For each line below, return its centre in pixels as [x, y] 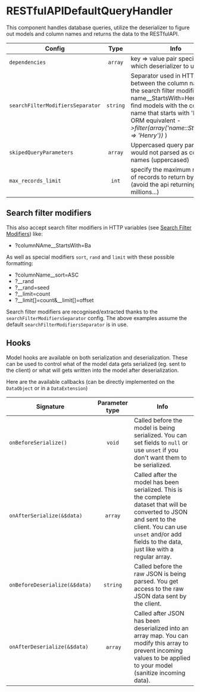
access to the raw [159, 588]
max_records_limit [35, 181]
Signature [50, 406]
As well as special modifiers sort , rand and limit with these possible [90, 257]
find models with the [159, 105]
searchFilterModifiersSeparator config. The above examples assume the [97, 318]
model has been [156, 482]
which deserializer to [160, 66]
